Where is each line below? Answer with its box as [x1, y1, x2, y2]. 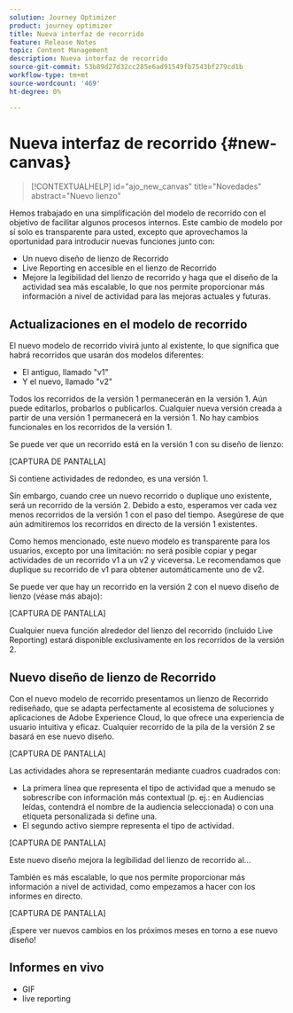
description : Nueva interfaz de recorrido [9, 54, 168, 63]
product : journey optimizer [9, 21, 113, 30]
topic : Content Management [9, 46, 109, 55]
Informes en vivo [9, 960, 104, 976]
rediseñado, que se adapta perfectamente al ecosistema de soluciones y [9, 703, 274, 714]
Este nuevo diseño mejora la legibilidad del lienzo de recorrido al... [9, 855, 251, 866]
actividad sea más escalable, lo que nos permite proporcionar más [21, 281, 266, 293]
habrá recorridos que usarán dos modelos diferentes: [9, 349, 204, 360]
